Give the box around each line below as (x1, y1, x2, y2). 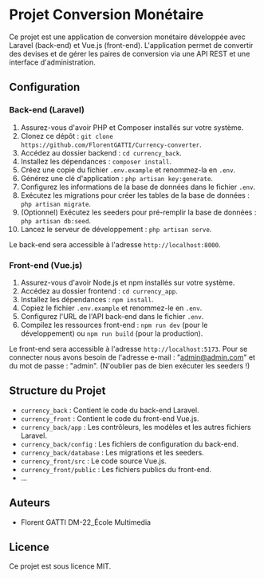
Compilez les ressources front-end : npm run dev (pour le (20, 320, 208, 329)
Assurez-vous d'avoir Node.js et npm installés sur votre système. (20, 278, 235, 287)
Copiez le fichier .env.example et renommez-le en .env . (20, 303, 203, 313)
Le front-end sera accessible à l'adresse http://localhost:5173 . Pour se (9, 344, 248, 353)
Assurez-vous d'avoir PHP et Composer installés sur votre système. (20, 122, 244, 132)
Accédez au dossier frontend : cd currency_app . (20, 286, 179, 296)
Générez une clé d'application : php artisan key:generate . (20, 173, 214, 183)
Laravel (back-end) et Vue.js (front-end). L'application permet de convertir (9, 40, 254, 49)
